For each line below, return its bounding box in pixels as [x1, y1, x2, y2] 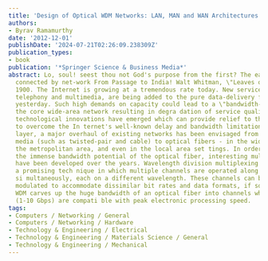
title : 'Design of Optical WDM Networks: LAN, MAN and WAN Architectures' [8, 11, 262, 20]
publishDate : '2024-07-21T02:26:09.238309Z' [8, 41, 159, 49]
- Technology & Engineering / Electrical [8, 226, 148, 235]
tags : [8, 204, 26, 212]
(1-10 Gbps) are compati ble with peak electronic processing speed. [15, 197, 251, 205]
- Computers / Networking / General [8, 212, 130, 220]
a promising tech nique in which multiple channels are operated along [15, 167, 259, 175]
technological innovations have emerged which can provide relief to [15, 115, 251, 123]
